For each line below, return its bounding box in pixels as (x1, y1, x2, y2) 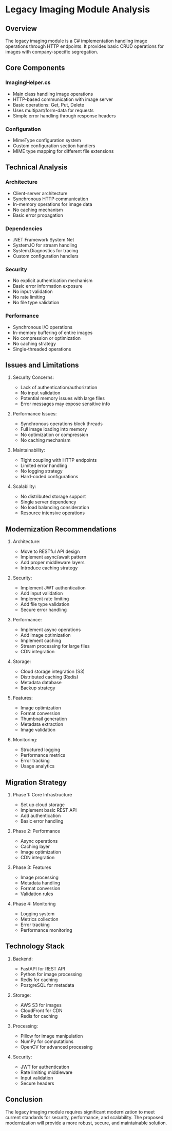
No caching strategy (12, 340, 56, 346)
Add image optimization (20, 632, 71, 638)
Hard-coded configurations (20, 474, 79, 480)
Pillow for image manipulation (20, 1033, 83, 1039)
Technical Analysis (5, 163, 68, 172)
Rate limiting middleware (20, 1069, 73, 1075)
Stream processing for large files (20, 643, 90, 649)
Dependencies (5, 225, 43, 232)
